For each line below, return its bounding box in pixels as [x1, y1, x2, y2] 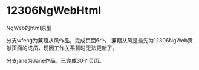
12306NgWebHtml [6, 4, 102, 17]
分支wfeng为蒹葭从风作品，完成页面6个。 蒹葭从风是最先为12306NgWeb [6, 36, 188, 44]
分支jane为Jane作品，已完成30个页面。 [6, 57, 105, 64]
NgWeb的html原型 [6, 24, 52, 31]
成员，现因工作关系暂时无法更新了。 [27, 44, 118, 51]
